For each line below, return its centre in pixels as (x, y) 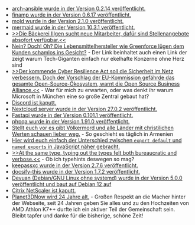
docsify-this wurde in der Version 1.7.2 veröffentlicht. (76, 172)
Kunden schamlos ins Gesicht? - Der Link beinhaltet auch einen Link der (99, 52)
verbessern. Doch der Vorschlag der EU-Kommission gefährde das (93, 77)
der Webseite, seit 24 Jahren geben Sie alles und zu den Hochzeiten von (100, 203)
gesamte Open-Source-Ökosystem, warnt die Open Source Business (96, 84)
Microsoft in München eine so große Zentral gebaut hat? (80, 96)
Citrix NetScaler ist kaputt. (44, 190)
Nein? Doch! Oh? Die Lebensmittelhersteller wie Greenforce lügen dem (98, 46)
